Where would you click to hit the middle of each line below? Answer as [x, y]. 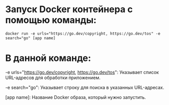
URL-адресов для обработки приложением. [53, 78]
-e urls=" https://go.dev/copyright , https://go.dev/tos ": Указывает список [82, 72]
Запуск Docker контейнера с [69, 9]
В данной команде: [48, 58]
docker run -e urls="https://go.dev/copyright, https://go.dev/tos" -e [83, 33]
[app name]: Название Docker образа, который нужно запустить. [76, 97]
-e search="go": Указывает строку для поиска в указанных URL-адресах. [85, 87]
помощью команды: [51, 20]
